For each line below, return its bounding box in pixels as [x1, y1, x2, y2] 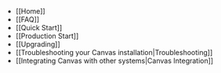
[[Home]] [15, 7, 45, 16]
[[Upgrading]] [15, 40, 60, 49]
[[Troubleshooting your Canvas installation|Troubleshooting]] [15, 48, 213, 57]
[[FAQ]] [15, 15, 40, 24]
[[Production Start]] [15, 31, 79, 40]
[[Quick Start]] [15, 23, 63, 32]
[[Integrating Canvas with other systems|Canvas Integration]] [15, 56, 214, 65]
